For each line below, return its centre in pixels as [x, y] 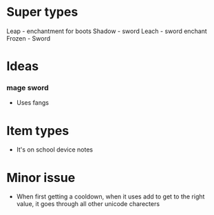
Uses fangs [33, 103]
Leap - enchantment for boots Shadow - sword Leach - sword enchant [107, 31]
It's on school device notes [55, 150]
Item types [38, 131]
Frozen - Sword [29, 38]
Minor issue [41, 177]
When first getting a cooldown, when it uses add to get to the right [110, 196]
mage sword [28, 88]
